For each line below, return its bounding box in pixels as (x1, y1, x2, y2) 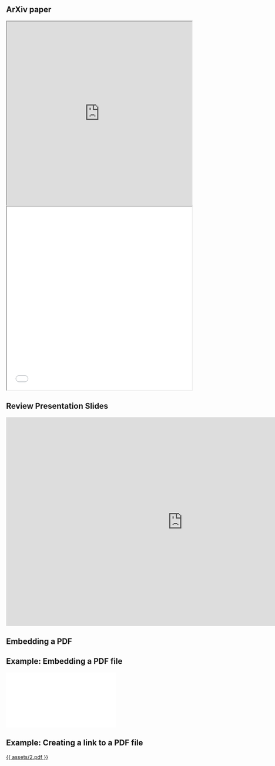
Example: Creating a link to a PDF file (6, 738, 143, 748)
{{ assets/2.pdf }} (6, 753, 49, 760)
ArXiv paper (6, 5, 52, 15)
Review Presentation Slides (6, 401, 109, 411)
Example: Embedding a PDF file (6, 656, 123, 666)
